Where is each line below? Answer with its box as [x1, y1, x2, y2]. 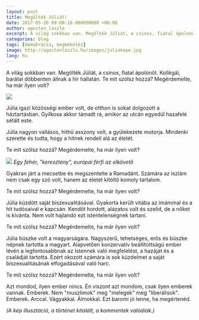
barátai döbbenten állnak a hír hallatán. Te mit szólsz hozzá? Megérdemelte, [6, 75, 192, 82]
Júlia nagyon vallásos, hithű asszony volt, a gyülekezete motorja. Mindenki [6, 128, 188, 135]
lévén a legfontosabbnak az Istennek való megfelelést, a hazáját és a [6, 247, 174, 254]
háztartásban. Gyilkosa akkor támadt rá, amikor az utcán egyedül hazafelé [6, 110, 188, 117]
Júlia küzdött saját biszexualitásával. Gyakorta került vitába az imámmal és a [6, 199, 192, 206]
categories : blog [6, 36, 49, 42]
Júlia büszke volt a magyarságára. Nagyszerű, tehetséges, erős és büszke [6, 235, 188, 242]
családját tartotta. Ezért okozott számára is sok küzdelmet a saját [6, 253, 165, 261]
